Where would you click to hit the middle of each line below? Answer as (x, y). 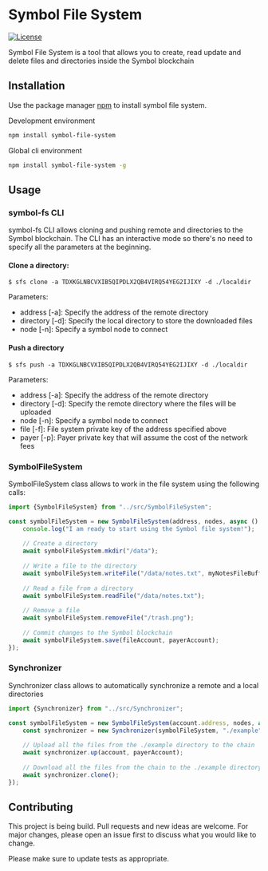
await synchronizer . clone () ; (71, 775)
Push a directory (36, 347)
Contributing (41, 807)
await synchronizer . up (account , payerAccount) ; (103, 753)
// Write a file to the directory (80, 566)
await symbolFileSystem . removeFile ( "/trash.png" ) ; (108, 618)
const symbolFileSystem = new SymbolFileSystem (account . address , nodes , (132, 723)
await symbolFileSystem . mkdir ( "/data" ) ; (91, 551)
